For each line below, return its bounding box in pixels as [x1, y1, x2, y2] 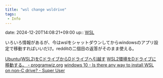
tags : [5, 12, 16, 17]
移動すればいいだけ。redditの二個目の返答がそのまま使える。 [13, 46, 137, 52]
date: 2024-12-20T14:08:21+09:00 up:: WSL [5, 30, 94, 36]
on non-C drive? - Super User [5, 68, 65, 74]
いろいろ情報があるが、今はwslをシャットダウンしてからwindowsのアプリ [5, 39, 154, 45]
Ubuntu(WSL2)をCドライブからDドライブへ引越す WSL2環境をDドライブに [5, 56, 157, 62]
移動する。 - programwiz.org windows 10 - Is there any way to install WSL [5, 62, 154, 68]
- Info [7, 16, 21, 21]
